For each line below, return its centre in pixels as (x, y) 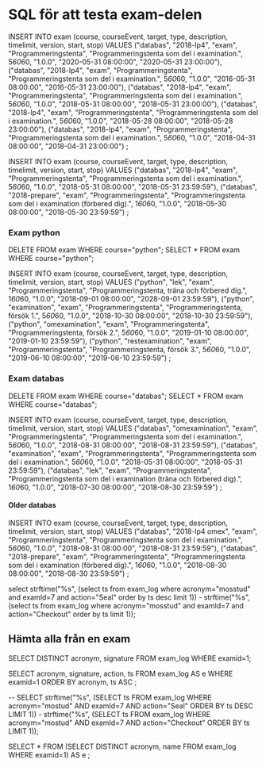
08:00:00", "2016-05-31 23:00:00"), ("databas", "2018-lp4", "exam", (120, 87)
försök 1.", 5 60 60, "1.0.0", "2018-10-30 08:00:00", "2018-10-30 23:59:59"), (130, 316)
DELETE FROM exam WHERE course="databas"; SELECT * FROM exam (126, 396)
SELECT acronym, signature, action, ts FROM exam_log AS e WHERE (121, 673)
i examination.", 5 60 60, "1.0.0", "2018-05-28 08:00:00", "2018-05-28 (121, 121)
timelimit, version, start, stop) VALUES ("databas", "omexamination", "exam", (133, 428)
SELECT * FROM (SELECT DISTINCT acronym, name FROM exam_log (122, 746)
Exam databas (37, 378)
